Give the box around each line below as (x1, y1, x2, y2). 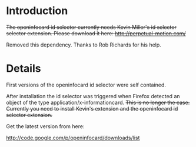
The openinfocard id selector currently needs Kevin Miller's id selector (6, 24, 177, 31)
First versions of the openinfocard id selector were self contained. (6, 81, 167, 88)
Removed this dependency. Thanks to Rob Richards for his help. (6, 41, 162, 48)
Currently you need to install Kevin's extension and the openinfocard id (6, 105, 178, 112)
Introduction (6, 4, 68, 18)
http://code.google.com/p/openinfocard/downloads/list (6, 134, 140, 141)
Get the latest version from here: (6, 122, 85, 130)
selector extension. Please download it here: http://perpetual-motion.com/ (6, 29, 187, 36)
